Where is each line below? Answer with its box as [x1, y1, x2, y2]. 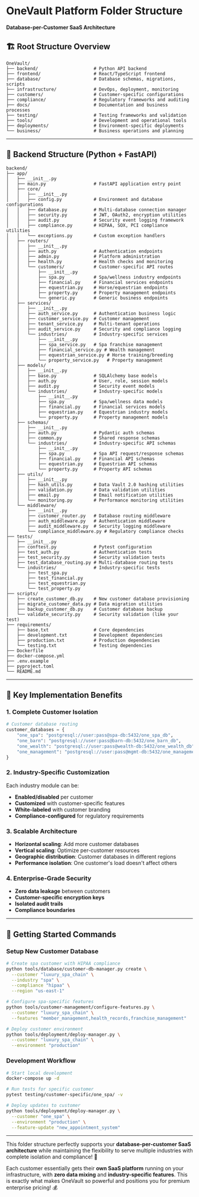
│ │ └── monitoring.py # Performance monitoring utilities [6, 497, 184, 503]
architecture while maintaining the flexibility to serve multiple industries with [6, 1147, 194, 1154]
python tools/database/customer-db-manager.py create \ [6, 966, 147, 972]
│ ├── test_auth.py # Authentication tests [6, 549, 152, 555]
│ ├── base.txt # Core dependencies [6, 627, 145, 633]
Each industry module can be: [6, 781, 79, 789]
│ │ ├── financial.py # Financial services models [6, 404, 166, 410]
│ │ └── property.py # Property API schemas [6, 466, 152, 472]
